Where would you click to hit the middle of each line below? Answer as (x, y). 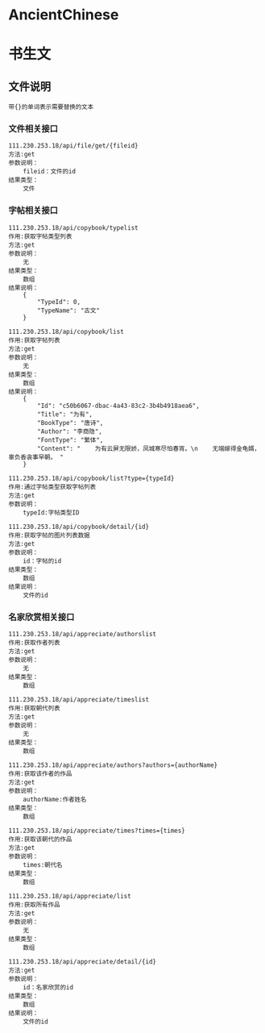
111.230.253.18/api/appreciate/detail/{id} (83, 962)
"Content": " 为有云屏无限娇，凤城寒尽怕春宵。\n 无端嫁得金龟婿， (149, 448)
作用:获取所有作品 (34, 905)
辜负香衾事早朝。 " (36, 457)
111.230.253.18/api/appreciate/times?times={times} (97, 831)
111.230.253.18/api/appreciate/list (70, 897)
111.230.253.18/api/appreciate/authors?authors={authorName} (113, 765)
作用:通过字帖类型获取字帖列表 (52, 487)
